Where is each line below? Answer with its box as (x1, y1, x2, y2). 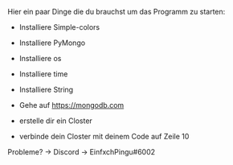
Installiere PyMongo (18, 38, 86, 47)
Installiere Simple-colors (18, 23, 100, 31)
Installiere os (18, 54, 62, 63)
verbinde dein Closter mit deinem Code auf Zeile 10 (18, 132, 190, 141)
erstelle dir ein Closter (18, 116, 93, 126)
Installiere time (18, 69, 68, 79)
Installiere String (18, 85, 74, 94)
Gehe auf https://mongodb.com (18, 101, 125, 109)
